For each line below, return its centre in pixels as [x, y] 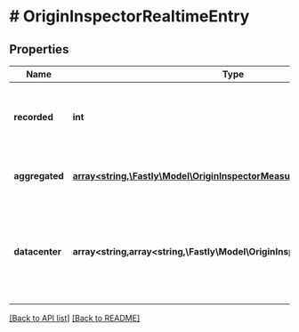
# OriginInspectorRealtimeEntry [129, 16]
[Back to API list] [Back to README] [75, 318]
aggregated [39, 176]
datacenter [38, 251]
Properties [39, 49]
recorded [33, 117]
